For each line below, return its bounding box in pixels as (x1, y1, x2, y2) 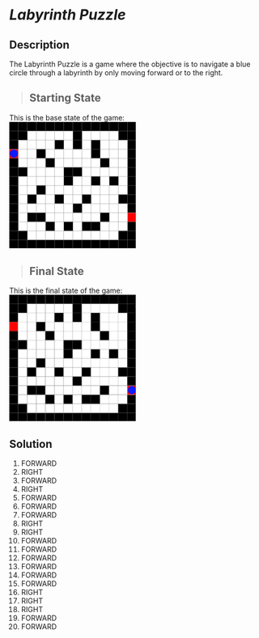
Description (9, 38, 70, 52)
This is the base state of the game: (9, 112, 125, 122)
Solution (9, 437, 53, 450)
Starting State (28, 91, 101, 105)
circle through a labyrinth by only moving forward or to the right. (9, 68, 223, 78)
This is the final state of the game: (9, 285, 123, 296)
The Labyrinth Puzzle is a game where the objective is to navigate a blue (9, 59, 251, 69)
